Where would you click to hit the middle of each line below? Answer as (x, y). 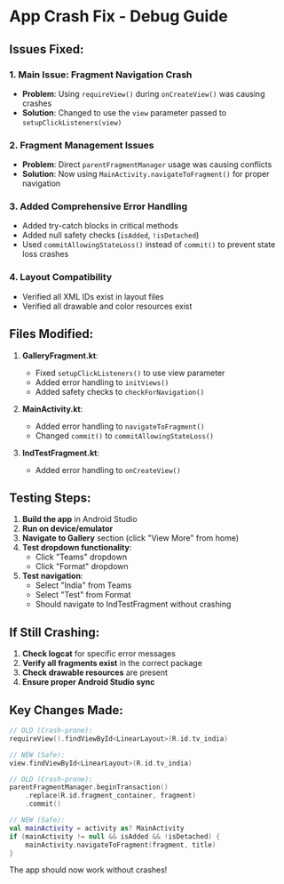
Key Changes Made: (66, 710)
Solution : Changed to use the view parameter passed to (124, 112)
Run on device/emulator (67, 529)
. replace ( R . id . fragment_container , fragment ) (111, 796)
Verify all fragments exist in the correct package (112, 663)
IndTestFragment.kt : (61, 453)
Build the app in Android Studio (79, 519)
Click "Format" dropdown (82, 567)
